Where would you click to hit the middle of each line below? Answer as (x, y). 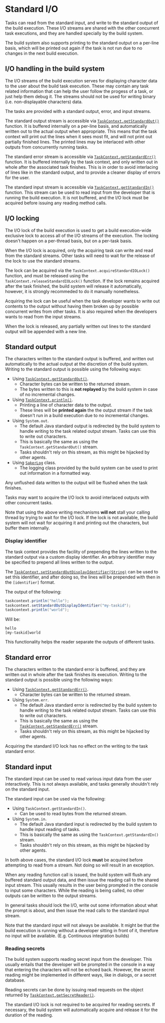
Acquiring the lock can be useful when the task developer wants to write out (82, 301)
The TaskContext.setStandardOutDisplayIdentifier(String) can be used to (82, 571)
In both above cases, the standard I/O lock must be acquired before (74, 860)
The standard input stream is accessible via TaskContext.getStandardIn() (80, 187)
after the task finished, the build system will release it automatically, (74, 286)
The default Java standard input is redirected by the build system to (88, 824)
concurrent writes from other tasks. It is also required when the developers (81, 311)
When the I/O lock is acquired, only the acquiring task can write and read (79, 250)
